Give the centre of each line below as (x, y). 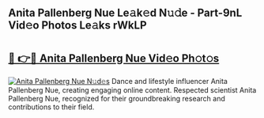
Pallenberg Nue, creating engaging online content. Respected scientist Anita (132, 90)
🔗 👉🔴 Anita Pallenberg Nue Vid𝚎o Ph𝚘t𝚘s (114, 58)
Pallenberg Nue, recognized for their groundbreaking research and (117, 99)
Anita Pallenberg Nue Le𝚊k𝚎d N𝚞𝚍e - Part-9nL (125, 13)
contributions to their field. (51, 107)
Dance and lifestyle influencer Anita (170, 81)
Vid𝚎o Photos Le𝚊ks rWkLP (78, 26)
